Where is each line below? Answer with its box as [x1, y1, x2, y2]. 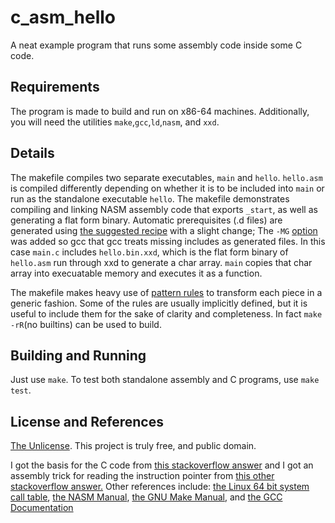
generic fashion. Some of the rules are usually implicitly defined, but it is [10, 297, 308, 309]
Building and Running [10, 347, 147, 364]
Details [10, 145, 55, 162]
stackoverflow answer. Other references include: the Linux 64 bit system [10, 481, 310, 493]
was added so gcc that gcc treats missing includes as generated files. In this [10, 235, 326, 247]
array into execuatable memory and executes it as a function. [10, 267, 263, 279]
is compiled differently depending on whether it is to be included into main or [10, 182, 325, 194]
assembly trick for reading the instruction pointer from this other [10, 470, 275, 482]
